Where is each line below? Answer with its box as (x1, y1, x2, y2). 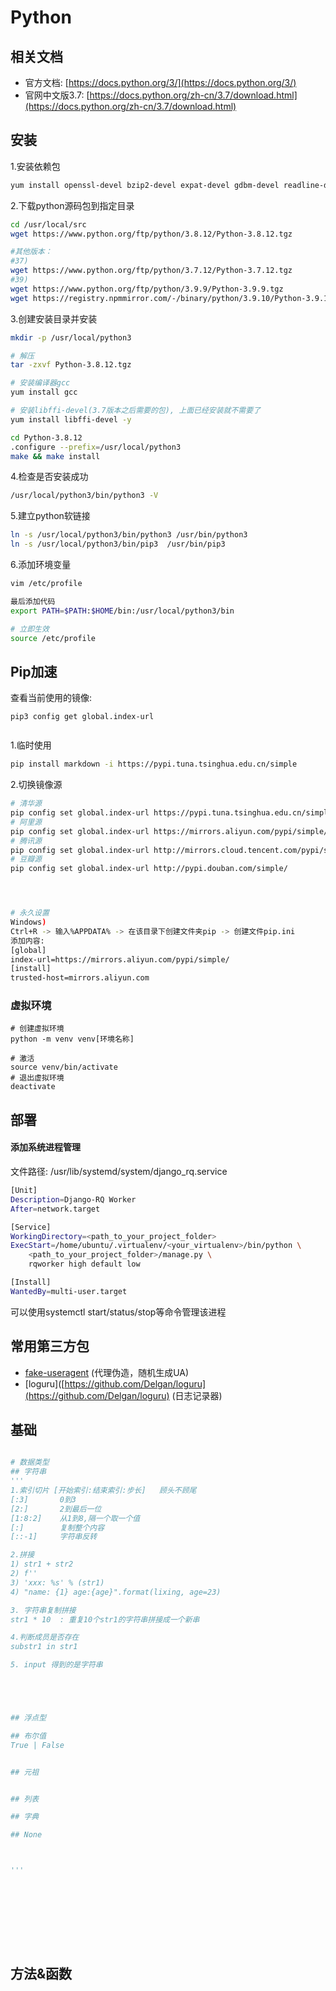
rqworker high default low (28, 1259, 141, 1270)
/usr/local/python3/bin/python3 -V (10, 491, 159, 501)
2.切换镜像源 (10, 779, 63, 791)
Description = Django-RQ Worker (10, 1194, 137, 1205)
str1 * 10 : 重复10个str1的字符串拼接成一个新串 (10, 1614, 200, 1625)
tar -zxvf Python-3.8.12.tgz (10, 360, 132, 370)
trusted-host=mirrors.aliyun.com (10, 973, 150, 983)
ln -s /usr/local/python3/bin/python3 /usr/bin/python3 (10, 530, 248, 540)
